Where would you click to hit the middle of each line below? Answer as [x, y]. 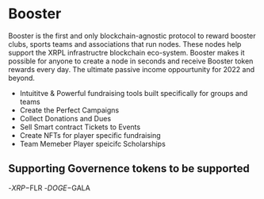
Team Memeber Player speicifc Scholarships [93, 144]
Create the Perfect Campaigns [69, 110]
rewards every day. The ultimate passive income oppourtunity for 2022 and [132, 69]
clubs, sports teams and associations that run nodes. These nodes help [125, 44]
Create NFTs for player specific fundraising [90, 135]
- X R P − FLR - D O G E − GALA [50, 188]
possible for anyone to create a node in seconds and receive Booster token [131, 61]
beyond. [22, 78]
